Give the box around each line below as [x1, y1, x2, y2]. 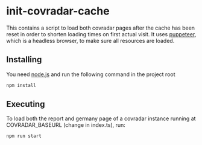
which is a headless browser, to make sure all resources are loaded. [6, 37, 175, 44]
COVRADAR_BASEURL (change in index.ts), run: [6, 121, 125, 129]
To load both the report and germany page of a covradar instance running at [6, 115, 196, 122]
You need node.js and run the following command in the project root [6, 71, 176, 78]
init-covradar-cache [6, 4, 110, 18]
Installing [6, 54, 42, 65]
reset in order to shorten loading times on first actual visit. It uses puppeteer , [6, 30, 197, 37]
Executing [6, 99, 45, 109]
